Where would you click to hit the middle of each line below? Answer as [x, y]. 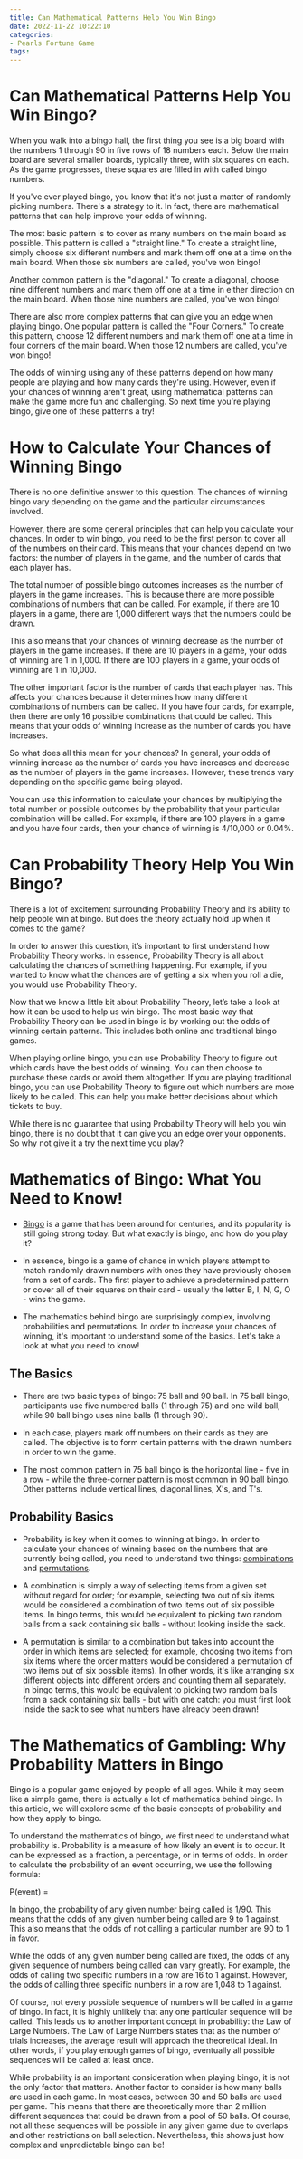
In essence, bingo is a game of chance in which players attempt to [146, 1261]
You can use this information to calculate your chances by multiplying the [146, 799]
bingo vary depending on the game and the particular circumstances [137, 502]
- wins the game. [54, 1299]
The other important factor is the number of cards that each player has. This [151, 687]
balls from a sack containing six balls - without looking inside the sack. [154, 1624]
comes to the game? [47, 928]
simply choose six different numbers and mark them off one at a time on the [151, 253]
